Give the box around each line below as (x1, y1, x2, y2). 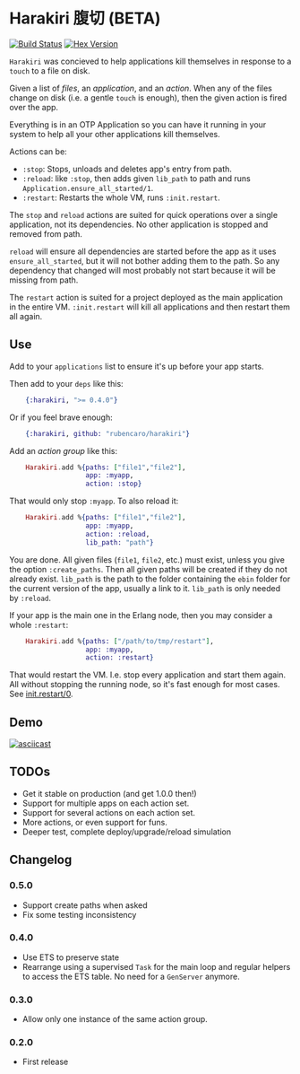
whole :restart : (9, 619, 69, 630)
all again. (9, 310, 43, 321)
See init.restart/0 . (9, 688, 73, 700)
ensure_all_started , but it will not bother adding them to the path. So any (9, 255, 280, 266)
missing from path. (9, 275, 79, 285)
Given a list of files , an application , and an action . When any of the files (9, 83, 273, 93)
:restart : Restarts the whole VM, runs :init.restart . (21, 192, 221, 203)
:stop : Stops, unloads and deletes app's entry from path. (21, 163, 233, 174)
